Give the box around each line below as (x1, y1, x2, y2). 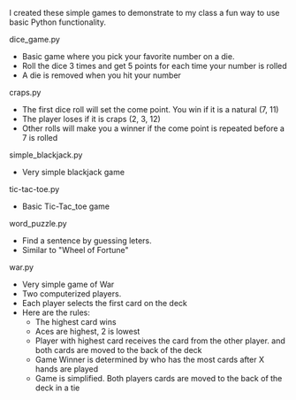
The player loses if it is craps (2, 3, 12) (21, 114, 161, 124)
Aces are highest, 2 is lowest (34, 327, 140, 336)
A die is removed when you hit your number (21, 70, 181, 81)
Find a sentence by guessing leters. (21, 235, 152, 246)
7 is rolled (21, 133, 58, 142)
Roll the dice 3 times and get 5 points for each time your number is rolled (21, 61, 287, 71)
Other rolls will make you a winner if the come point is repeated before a (21, 123, 285, 134)
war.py (9, 262, 34, 273)
